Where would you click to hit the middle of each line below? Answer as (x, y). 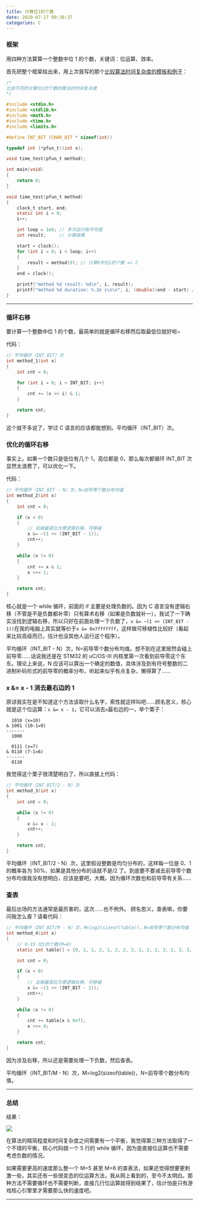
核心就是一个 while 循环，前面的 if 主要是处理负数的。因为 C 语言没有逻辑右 (98, 606)
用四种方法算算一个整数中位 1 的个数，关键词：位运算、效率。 (81, 59)
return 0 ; (29, 181)
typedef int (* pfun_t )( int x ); (45, 148)
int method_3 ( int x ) (32, 791)
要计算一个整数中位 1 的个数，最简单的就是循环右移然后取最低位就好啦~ (93, 331)
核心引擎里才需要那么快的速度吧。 (53, 1191)
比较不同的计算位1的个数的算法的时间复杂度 (52, 88)
